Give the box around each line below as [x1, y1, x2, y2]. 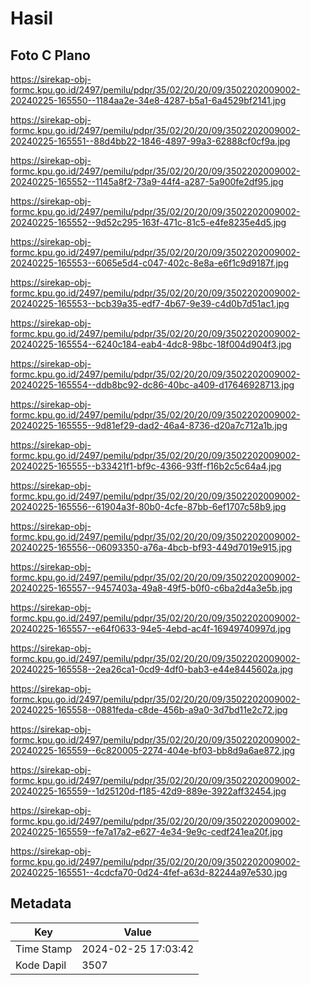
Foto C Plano [10, 47, 91, 64]
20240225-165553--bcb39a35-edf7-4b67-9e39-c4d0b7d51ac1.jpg [10, 298, 290, 309]
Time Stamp [15, 942, 73, 956]
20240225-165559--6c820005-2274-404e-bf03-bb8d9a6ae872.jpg [10, 745, 296, 756]
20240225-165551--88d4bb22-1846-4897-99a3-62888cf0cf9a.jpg [10, 135, 291, 147]
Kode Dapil [15, 958, 67, 972]
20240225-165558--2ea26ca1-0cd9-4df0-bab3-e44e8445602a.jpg [10, 663, 294, 675]
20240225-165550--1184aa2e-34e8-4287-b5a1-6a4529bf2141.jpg [10, 95, 287, 106]
